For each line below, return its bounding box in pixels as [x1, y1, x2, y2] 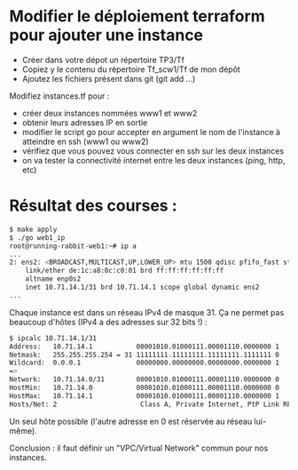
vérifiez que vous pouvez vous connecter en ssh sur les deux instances [21, 145, 285, 156]
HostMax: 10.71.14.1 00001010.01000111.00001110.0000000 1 [9, 391, 279, 401]
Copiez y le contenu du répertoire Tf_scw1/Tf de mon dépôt [21, 64, 241, 75]
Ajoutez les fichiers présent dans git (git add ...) [21, 73, 196, 84]
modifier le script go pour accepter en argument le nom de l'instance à [21, 126, 281, 137]
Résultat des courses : [9, 195, 177, 216]
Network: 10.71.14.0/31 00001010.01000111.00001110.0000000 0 [9, 375, 279, 384]
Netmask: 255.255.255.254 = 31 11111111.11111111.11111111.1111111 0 [9, 350, 279, 359]
